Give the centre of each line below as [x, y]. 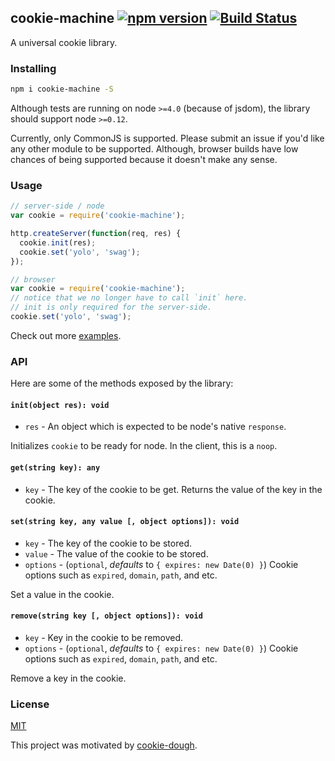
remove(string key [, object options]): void [106, 616]
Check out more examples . [66, 335]
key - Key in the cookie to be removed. [104, 638]
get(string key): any [55, 468]
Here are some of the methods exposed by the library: [122, 383]
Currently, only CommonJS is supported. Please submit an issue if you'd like [167, 138]
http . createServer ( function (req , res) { [96, 234]
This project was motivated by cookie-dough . [104, 745]
